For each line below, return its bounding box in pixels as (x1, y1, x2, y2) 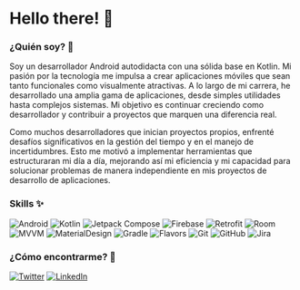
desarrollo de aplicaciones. (9, 175, 111, 186)
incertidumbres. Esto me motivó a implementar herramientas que (9, 146, 253, 157)
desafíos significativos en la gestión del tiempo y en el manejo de (9, 136, 255, 148)
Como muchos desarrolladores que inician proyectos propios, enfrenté (9, 127, 275, 138)
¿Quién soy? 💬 (9, 41, 75, 53)
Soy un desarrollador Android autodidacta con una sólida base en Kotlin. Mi (9, 61, 292, 72)
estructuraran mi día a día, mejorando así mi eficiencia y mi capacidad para (9, 156, 291, 167)
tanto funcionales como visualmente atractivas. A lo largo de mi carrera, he (9, 81, 291, 92)
